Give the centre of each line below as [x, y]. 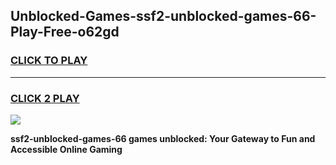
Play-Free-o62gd [65, 32]
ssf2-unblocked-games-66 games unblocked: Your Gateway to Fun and [163, 138]
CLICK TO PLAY [49, 61]
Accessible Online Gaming [66, 149]
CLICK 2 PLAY [45, 98]
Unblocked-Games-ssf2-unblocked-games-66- [163, 16]
